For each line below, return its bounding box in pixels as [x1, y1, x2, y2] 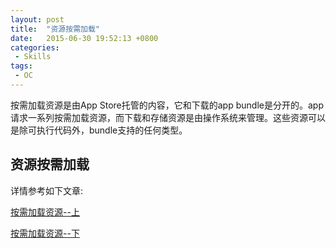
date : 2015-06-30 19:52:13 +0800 [10, 33, 159, 43]
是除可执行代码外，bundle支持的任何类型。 [10, 124, 188, 136]
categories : [10, 42, 60, 53]
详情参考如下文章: [10, 184, 84, 196]
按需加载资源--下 [10, 227, 80, 239]
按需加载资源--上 [10, 206, 80, 218]
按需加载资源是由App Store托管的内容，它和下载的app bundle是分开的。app [10, 99, 324, 111]
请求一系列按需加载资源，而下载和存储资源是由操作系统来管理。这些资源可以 [10, 111, 326, 123]
